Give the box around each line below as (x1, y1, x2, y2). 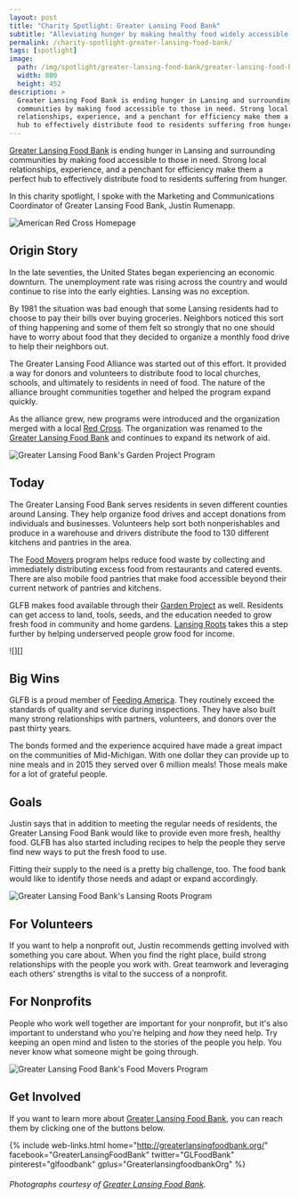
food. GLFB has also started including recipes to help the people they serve (9, 837, 287, 848)
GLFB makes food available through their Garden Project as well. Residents (9, 599, 284, 610)
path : (17, 63, 38, 72)
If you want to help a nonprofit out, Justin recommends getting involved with (9, 941, 289, 951)
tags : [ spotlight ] (9, 46, 77, 55)
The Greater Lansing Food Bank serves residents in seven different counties (9, 499, 288, 509)
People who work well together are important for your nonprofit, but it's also (9, 1017, 288, 1029)
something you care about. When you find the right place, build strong (9, 949, 267, 960)
